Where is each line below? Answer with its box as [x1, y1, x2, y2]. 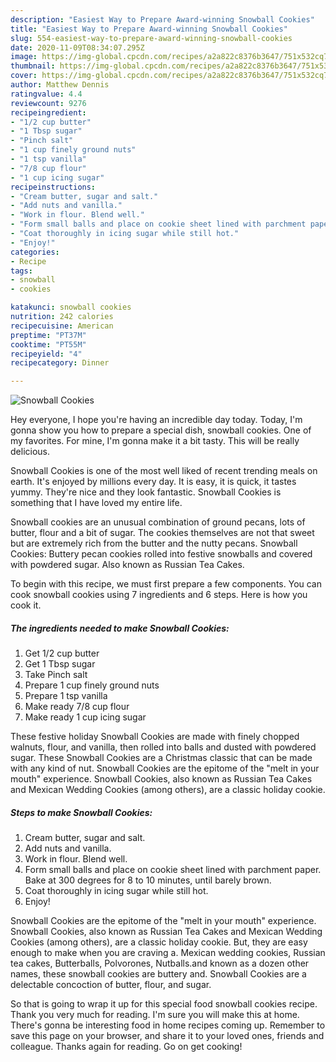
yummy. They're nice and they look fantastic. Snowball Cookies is [10, 486, 282, 498]
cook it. [10, 599, 42, 611]
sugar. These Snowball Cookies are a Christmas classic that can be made [10, 752, 313, 764]
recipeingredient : [10, 107, 87, 118]
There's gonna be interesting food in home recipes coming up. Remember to [10, 1019, 326, 1031]
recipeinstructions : [10, 182, 97, 192]
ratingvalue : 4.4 [10, 89, 83, 99]
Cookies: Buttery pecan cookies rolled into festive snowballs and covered [10, 548, 313, 560]
